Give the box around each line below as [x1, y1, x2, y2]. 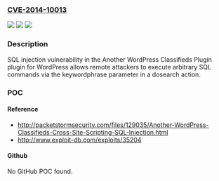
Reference [7, 105, 39, 114]
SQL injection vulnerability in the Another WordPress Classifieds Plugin [7, 55, 213, 64]
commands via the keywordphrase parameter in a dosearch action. [7, 70, 201, 79]
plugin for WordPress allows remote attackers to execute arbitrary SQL [7, 62, 212, 71]
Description [7, 39, 48, 49]
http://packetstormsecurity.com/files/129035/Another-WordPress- [17, 121, 209, 129]
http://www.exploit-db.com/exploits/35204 [17, 135, 142, 144]
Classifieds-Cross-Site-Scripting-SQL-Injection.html [17, 128, 168, 136]
